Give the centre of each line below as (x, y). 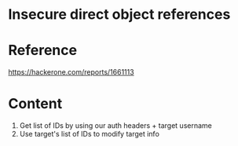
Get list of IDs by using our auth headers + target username (115, 126)
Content (35, 104)
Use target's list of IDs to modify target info (89, 134)
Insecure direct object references (119, 15)
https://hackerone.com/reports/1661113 (71, 72)
